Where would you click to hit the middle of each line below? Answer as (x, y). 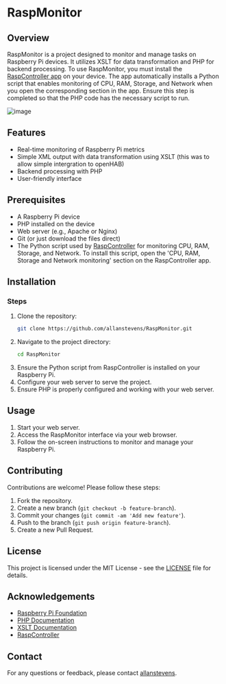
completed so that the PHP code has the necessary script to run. (98, 98)
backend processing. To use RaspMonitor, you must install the (95, 69)
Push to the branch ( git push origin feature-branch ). (94, 522)
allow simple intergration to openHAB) (71, 164)
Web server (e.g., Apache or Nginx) (67, 231)
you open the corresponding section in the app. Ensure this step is (101, 91)
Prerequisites (36, 200)
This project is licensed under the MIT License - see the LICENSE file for (109, 567)
